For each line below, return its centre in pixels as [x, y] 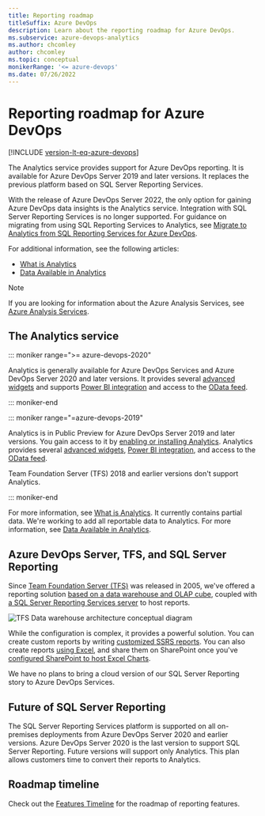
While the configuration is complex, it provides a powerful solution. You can [131, 633]
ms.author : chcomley [42, 45]
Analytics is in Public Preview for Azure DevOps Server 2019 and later [122, 433]
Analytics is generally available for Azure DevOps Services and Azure [121, 370]
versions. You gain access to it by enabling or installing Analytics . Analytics [131, 442]
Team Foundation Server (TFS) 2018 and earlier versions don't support [123, 474]
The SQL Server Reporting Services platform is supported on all [112, 726]
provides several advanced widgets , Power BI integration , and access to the [132, 450]
